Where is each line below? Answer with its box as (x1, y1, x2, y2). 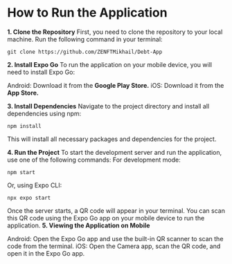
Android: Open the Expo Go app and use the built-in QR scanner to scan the (7, 234, 224, 243)
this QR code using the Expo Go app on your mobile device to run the (7, 214, 205, 222)
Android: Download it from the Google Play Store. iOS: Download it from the (7, 81, 224, 89)
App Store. (7, 88, 39, 97)
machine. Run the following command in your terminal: (7, 35, 163, 43)
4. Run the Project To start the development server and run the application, (7, 148, 222, 156)
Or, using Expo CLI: (7, 181, 62, 189)
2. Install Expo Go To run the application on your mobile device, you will (7, 60, 213, 68)
